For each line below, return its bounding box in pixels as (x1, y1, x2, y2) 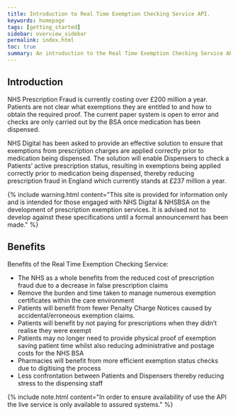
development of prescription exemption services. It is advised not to (7, 205, 207, 213)
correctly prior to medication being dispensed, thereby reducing (7, 169, 195, 177)
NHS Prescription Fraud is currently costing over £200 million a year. (7, 95, 208, 103)
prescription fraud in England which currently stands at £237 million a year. (7, 176, 227, 185)
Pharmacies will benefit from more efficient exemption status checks (17, 356, 218, 365)
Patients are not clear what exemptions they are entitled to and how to (7, 102, 212, 111)
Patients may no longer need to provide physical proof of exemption (17, 334, 217, 342)
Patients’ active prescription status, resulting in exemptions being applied (7, 161, 221, 170)
